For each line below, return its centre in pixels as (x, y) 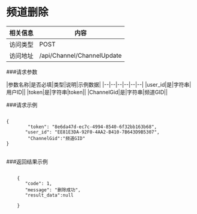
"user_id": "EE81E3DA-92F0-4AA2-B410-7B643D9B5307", (92, 132)
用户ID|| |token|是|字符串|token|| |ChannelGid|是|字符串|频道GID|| (87, 92)
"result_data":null (49, 195)
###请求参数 (22, 72)
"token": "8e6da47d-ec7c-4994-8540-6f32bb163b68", (92, 127)
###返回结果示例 (27, 161)
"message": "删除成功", (53, 190)
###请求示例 (22, 105)
